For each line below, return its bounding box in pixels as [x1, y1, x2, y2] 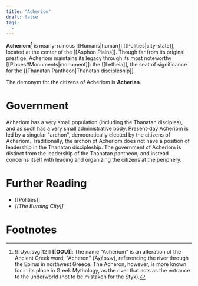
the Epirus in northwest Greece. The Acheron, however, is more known [14, 260, 187, 268]
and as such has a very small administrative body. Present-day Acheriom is [6, 125, 189, 132]
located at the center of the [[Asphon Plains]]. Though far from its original [6, 48, 185, 55]
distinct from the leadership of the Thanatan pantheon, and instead [6, 149, 169, 157]
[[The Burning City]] [14, 202, 64, 209]
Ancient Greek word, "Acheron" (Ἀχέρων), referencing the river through [14, 254, 189, 261]
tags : [6, 19, 19, 25]
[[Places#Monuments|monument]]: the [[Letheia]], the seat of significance [6, 61, 187, 68]
